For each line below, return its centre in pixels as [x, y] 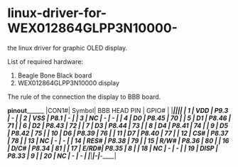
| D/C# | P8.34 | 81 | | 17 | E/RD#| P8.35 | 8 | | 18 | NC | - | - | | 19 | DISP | [113, 148]
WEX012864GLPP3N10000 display [68, 82]
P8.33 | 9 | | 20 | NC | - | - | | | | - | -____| [62, 156]
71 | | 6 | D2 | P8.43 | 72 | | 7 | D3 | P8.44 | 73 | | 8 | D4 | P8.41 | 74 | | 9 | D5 [118, 125]
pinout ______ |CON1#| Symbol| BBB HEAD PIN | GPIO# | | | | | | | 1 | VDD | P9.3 [118, 110]
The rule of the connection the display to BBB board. [84, 97]
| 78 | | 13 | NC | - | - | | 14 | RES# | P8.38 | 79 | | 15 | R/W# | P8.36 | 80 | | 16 [118, 141]
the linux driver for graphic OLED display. [67, 48]
